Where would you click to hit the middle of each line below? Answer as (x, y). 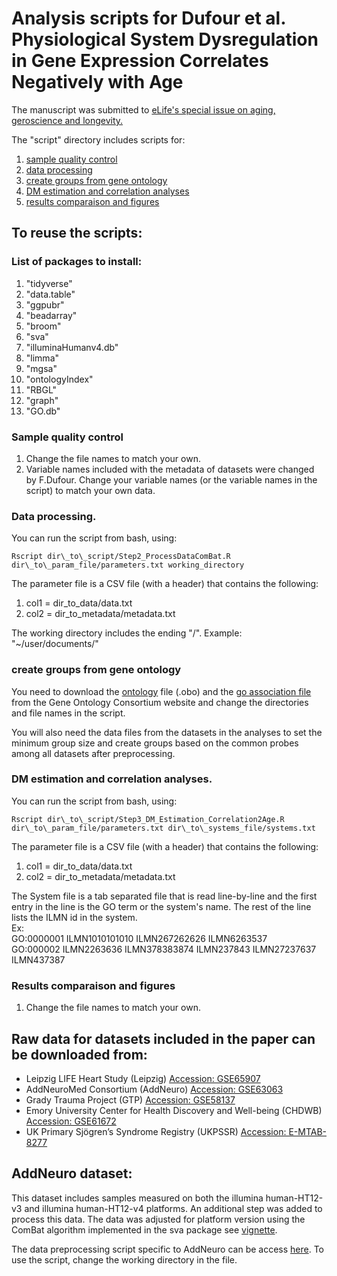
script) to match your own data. (90, 490)
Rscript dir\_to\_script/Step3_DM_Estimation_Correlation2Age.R (148, 819)
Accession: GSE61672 (71, 1121)
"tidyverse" (49, 283)
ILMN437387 (38, 959)
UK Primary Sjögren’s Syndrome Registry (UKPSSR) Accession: (156, 1131)
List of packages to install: (77, 262)
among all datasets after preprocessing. (93, 753)
